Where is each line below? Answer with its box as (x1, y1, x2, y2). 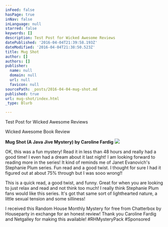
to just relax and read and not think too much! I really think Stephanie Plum (5, 185, 159, 191)
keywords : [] (5, 31, 33, 36)
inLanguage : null (5, 21, 42, 27)
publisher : (5, 63, 28, 68)
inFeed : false (5, 7, 35, 13)
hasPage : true (5, 12, 35, 17)
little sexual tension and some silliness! (5, 196, 86, 202)
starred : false (5, 26, 37, 31)
